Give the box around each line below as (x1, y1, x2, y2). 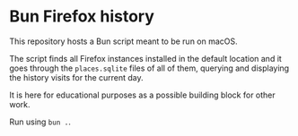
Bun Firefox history (9, 6, 155, 27)
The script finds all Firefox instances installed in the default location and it (9, 53, 283, 64)
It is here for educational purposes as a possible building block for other (9, 89, 276, 100)
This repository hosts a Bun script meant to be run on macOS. (9, 36, 238, 47)
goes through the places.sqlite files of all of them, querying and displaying (9, 63, 290, 73)
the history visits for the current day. (9, 72, 144, 82)
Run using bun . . (9, 116, 72, 127)
